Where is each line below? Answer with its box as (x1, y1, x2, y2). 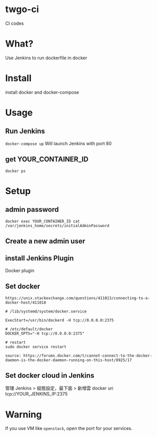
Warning (5, 409, 42, 420)
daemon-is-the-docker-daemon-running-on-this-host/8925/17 (5, 358, 132, 363)
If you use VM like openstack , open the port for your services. (5, 425, 133, 431)
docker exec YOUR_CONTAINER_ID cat (5, 219, 80, 224)
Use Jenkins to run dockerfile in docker (5, 55, 87, 61)
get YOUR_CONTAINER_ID (5, 155, 89, 164)
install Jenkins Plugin (5, 254, 74, 263)
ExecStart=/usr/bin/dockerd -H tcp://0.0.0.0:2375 (5, 318, 114, 323)
